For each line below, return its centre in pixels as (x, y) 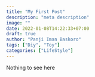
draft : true (21, 34)
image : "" (19, 23)
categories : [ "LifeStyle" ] (40, 51)
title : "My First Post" (36, 12)
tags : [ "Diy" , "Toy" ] (33, 45)
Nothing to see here (31, 67)
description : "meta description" (48, 17)
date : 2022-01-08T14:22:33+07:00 (48, 28)
